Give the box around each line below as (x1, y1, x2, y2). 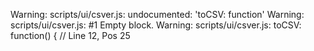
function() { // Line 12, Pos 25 (10, 30, 131, 41)
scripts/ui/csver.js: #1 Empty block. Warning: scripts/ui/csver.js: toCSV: (10, 19, 302, 31)
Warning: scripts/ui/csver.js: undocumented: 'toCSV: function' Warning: (10, 9, 305, 20)
